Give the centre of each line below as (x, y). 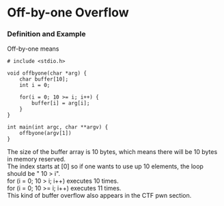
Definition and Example (46, 34)
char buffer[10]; (44, 79)
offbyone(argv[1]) (45, 133)
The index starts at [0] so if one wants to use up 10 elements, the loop (105, 166)
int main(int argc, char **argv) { (58, 127)
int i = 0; (35, 86)
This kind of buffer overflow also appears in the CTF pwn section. (99, 196)
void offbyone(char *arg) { (47, 73)
